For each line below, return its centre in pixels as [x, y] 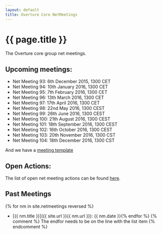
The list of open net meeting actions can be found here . [63, 178]
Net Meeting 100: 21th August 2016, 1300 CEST [61, 119]
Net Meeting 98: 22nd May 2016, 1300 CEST [58, 108]
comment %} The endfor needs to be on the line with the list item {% [84, 221]
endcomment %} [30, 226]
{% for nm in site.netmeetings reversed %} [50, 206]
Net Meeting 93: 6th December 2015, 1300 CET [61, 82]
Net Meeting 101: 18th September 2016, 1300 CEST [65, 125]
